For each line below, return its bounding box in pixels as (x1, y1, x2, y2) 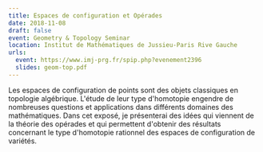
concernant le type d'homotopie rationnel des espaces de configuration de (8, 127, 256, 137)
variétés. (8, 136, 38, 146)
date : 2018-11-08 (8, 19, 66, 27)
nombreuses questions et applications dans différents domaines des (8, 102, 233, 111)
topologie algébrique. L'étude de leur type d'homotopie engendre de (8, 93, 234, 103)
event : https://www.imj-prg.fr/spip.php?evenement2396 (15, 57, 202, 64)
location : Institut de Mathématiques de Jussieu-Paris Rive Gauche (8, 41, 238, 49)
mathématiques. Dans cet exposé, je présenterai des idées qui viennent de (8, 111, 254, 120)
